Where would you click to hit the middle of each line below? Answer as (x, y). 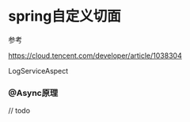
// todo (19, 111)
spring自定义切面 (65, 16)
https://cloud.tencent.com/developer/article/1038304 (95, 55)
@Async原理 (33, 93)
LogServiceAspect (38, 71)
